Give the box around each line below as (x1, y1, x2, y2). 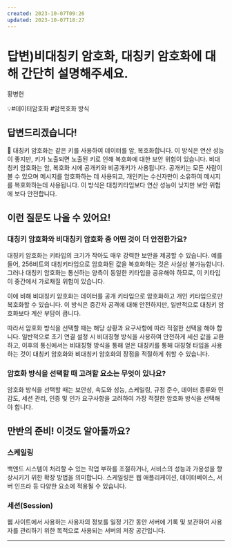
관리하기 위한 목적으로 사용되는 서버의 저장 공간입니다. (19, 527, 166, 535)
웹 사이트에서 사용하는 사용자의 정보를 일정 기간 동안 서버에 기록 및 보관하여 (7, 518, 210, 526)
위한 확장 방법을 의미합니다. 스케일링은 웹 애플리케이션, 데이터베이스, (30, 473, 215, 481)
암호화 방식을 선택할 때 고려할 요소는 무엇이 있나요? (7, 368, 166, 378)
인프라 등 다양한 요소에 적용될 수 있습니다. (14, 482, 127, 490)
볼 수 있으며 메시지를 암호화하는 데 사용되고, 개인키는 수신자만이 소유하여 (7, 172, 202, 180)
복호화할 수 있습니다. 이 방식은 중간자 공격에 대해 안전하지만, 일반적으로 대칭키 (7, 300, 217, 308)
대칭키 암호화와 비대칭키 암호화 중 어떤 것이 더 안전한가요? (7, 234, 188, 244)
